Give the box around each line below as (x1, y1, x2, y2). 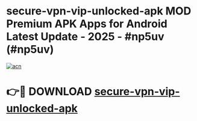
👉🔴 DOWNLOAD (6, 85, 92, 99)
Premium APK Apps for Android (6, 17, 167, 31)
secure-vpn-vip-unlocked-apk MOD (6, 4, 192, 18)
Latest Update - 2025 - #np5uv (6, 30, 164, 43)
